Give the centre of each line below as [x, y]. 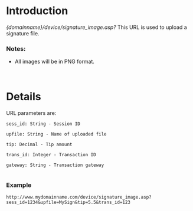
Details [24, 97]
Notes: [16, 48]
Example [19, 185]
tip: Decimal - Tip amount [39, 145]
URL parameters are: [31, 113]
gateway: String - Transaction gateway [55, 165]
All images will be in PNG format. [54, 62]
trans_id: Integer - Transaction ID [51, 155]
